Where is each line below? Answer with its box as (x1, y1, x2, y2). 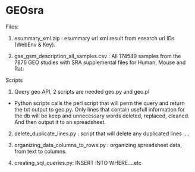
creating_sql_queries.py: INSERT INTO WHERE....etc (14, 159, 142, 166)
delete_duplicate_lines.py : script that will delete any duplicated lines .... (14, 130, 190, 137)
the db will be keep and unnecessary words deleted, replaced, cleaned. (14, 112, 190, 119)
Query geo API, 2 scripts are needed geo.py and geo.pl (14, 88, 150, 95)
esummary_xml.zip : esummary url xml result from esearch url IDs (14, 34, 175, 42)
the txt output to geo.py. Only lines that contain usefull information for (14, 106, 185, 113)
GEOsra (5, 4, 44, 17)
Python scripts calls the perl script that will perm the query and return (14, 99, 185, 107)
